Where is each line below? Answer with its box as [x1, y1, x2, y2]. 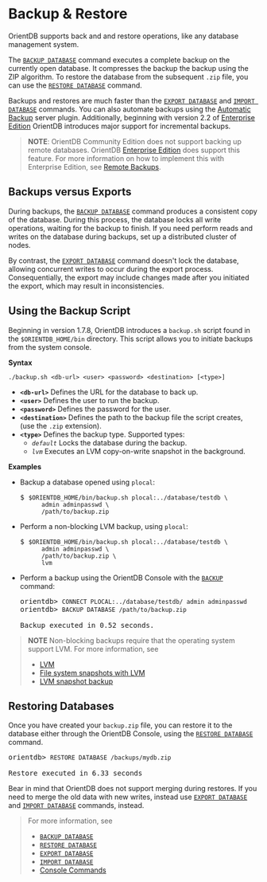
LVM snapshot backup [39, 676, 114, 686]
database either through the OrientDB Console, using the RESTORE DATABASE [8, 729, 253, 739]
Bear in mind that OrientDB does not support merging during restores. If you [8, 784, 257, 794]
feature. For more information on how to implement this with [27, 153, 225, 163]
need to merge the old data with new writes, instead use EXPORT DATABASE [8, 792, 248, 802]
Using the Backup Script [8, 304, 131, 318]
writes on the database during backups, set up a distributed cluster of [8, 232, 237, 241]
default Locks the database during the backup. [31, 437, 188, 447]
